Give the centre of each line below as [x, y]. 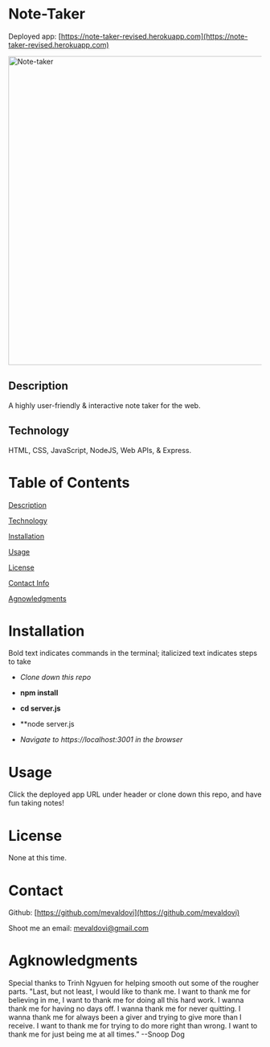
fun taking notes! [36, 803]
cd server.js [40, 708]
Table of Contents [69, 482]
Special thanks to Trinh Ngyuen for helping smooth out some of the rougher [134, 983]
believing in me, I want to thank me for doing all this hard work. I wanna [126, 1000]
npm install [39, 693]
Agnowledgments [37, 598]
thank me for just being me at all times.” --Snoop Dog [96, 1034]
